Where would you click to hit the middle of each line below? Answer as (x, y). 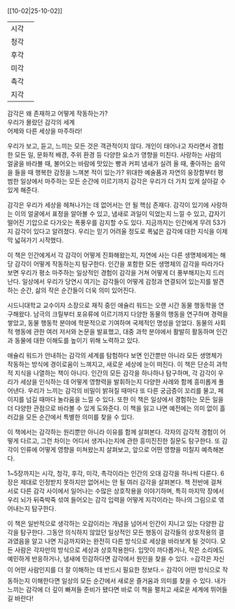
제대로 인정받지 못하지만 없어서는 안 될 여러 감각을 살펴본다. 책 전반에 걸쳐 (121, 482)
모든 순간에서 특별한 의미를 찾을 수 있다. (80, 417)
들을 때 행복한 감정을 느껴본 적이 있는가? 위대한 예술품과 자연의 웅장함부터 (115, 172)
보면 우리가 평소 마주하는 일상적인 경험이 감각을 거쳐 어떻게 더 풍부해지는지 (109, 272)
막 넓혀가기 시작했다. (35, 240)
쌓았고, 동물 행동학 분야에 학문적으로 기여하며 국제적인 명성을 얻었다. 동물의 (110, 323)
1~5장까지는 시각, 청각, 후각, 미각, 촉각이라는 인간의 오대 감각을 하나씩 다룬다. (113, 473)
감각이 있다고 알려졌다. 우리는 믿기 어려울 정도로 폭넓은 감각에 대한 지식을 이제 (121, 231)
